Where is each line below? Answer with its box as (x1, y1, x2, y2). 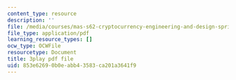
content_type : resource (7, 10, 77, 17)
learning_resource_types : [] (7, 36, 93, 43)
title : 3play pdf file (7, 56, 74, 63)
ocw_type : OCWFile (7, 42, 61, 49)
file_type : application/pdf (7, 29, 90, 37)
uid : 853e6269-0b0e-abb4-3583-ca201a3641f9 (7, 62, 137, 69)
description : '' (7, 17, 55, 24)
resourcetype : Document (7, 49, 77, 56)
